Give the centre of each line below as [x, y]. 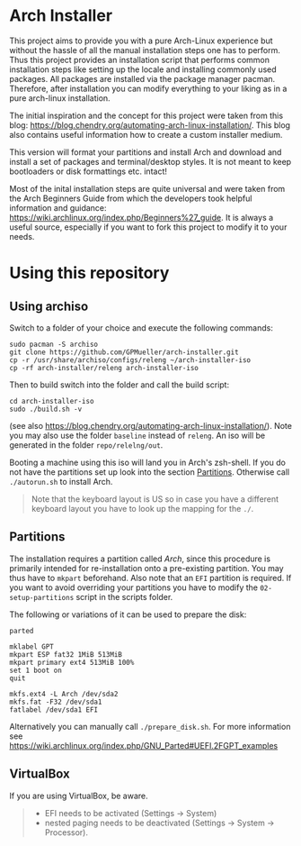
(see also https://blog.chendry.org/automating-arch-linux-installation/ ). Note [150, 425]
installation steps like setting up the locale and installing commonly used [143, 69]
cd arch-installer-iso [52, 401]
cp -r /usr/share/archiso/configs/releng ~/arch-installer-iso [130, 360]
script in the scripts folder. [124, 596]
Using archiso [49, 306]
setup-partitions [42, 597]
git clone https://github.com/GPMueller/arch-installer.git [124, 352]
